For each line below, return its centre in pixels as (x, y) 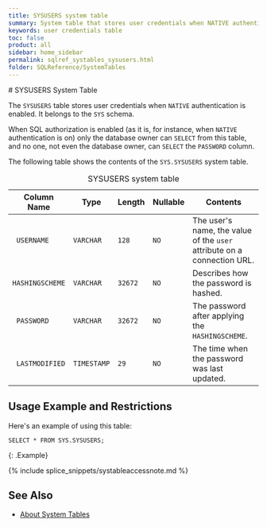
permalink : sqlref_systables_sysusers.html (81, 60)
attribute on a (217, 250)
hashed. (207, 293)
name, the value (222, 230)
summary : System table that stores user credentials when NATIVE (118, 23)
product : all (30, 45)
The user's (212, 220)
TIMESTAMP (91, 363)
